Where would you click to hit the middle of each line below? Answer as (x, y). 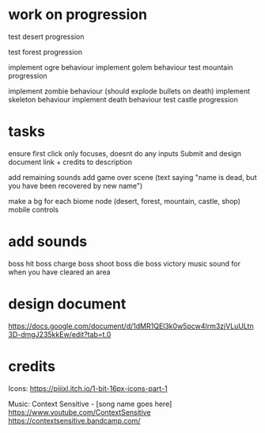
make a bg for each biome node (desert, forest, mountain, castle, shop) (125, 201)
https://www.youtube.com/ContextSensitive (80, 412)
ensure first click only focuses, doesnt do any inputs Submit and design (125, 153)
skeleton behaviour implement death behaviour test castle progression (123, 99)
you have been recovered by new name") (76, 186)
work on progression (78, 15)
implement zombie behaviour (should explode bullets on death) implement (129, 91)
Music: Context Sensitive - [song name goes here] (90, 404)
